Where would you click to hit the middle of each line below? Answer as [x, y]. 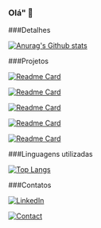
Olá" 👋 [21, 13]
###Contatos [30, 185]
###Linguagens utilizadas [50, 154]
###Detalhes [29, 30]
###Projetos [29, 61]
